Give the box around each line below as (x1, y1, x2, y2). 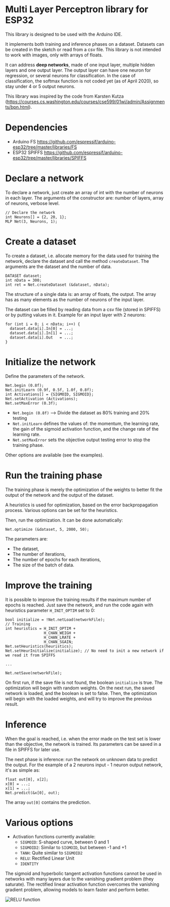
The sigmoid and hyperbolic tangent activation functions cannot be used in (5, 870, 162, 876)
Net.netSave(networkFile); (5, 670, 62, 676)
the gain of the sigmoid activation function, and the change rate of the (12, 426, 159, 432)
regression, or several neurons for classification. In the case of (5, 72, 136, 78)
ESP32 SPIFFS (12, 149, 43, 156)
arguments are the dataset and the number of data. (5, 263, 112, 269)
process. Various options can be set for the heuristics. (5, 507, 118, 513)
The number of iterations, (12, 551, 66, 557)
